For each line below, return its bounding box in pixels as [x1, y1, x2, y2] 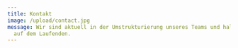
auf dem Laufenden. [13, 30, 72, 37]
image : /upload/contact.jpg [7, 17, 91, 24]
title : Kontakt [7, 10, 52, 18]
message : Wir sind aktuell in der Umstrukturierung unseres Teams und [7, 23, 220, 30]
